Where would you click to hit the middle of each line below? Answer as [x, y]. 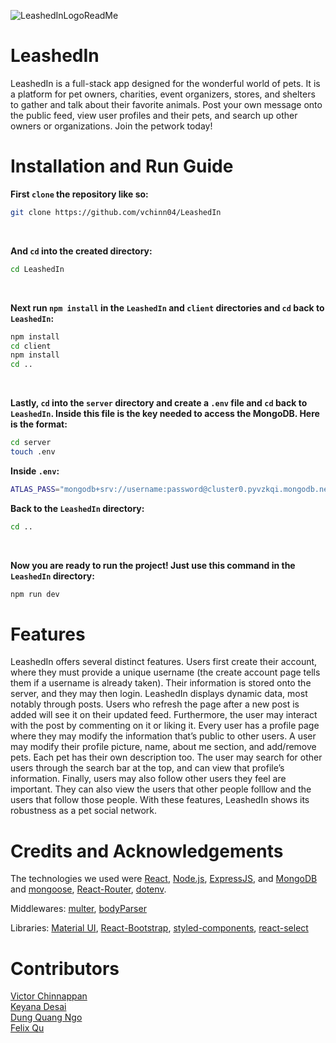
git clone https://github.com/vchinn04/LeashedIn [116, 212]
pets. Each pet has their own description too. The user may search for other [166, 757]
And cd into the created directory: [81, 251]
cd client [31, 346]
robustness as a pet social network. [84, 811]
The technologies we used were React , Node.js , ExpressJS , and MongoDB [164, 879]
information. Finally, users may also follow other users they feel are [148, 779]
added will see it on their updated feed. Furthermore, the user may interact [164, 715]
